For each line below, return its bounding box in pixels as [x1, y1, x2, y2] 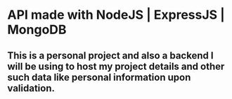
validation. [7, 82, 55, 94]
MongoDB [7, 22, 67, 38]
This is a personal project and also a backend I [7, 49, 214, 61]
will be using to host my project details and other [7, 60, 225, 73]
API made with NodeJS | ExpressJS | [7, 7, 225, 23]
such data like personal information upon [7, 71, 191, 83]
